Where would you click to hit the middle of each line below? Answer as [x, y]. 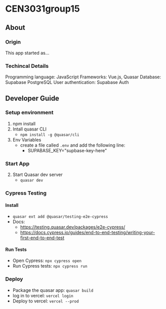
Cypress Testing [26, 193]
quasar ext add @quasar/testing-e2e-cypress [60, 217]
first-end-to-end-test [42, 238]
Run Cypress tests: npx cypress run [50, 266]
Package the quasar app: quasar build [53, 290]
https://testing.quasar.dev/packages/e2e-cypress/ [73, 227]
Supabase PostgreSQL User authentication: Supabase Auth [67, 82]
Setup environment [30, 113]
